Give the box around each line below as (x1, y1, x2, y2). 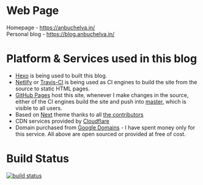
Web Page (6, 4, 59, 18)
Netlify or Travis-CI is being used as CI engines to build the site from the (15, 78, 197, 85)
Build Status (6, 152, 69, 165)
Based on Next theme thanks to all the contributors (15, 111, 144, 118)
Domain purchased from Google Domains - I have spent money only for (15, 123, 196, 131)
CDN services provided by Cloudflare (15, 117, 110, 125)
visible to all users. (15, 104, 62, 112)
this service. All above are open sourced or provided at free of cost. (15, 130, 186, 137)
